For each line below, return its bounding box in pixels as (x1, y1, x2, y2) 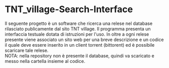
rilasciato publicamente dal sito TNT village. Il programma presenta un (5, 25, 151, 31)
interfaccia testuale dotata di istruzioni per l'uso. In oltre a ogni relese (5, 31, 149, 37)
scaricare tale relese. (5, 47, 49, 53)
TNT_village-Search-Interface (5, 4, 133, 15)
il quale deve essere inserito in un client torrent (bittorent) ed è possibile (5, 42, 155, 48)
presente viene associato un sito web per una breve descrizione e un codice (5, 37, 164, 43)
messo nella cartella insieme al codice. (5, 58, 86, 64)
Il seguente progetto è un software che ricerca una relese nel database (5, 20, 153, 26)
